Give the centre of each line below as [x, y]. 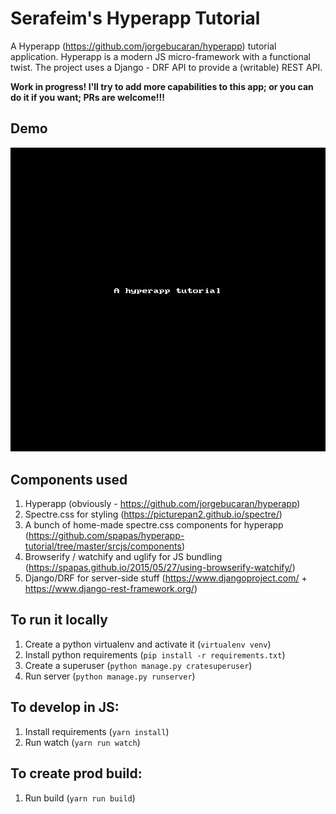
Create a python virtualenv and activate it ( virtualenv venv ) [148, 644]
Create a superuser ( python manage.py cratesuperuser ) [138, 665]
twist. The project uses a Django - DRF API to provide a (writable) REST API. [166, 67]
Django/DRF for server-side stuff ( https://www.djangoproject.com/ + [166, 578]
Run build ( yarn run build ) [80, 798]
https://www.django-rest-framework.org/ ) [111, 589]
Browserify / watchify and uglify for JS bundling [123, 557]
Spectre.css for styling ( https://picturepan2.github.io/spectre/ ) [153, 514]
